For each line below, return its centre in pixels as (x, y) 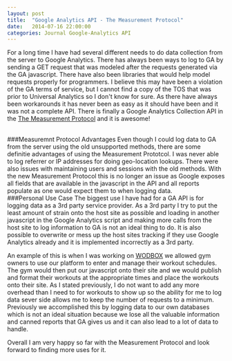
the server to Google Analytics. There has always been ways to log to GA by (115, 60)
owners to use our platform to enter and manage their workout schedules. (112, 263)
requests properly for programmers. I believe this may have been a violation (115, 82)
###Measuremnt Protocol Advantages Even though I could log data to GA (112, 140)
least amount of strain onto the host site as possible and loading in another (113, 213)
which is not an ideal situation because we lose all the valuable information (113, 315)
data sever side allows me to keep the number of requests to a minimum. (110, 300)
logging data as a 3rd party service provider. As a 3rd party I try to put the (112, 205)
